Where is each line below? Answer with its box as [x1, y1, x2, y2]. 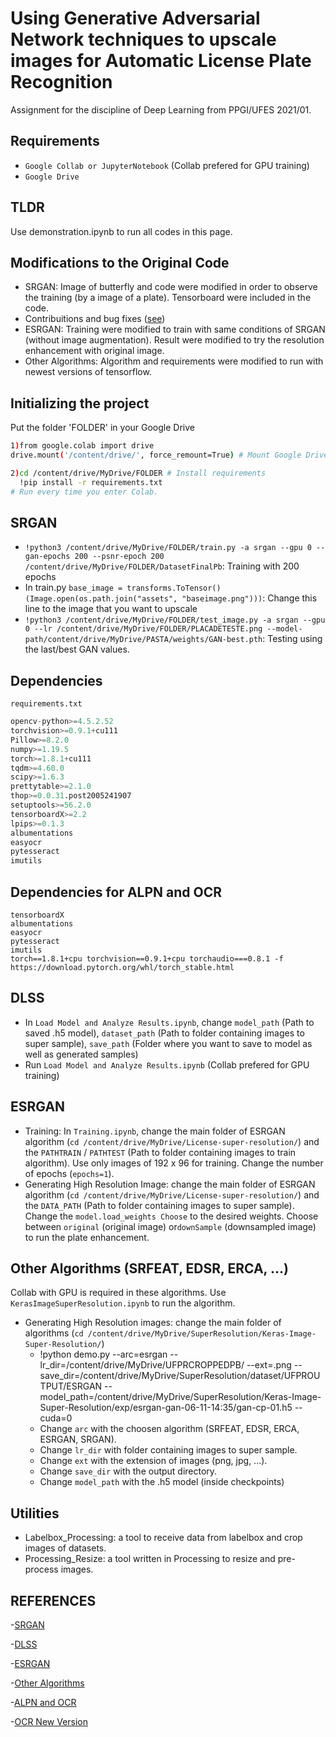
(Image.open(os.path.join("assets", [24, 594, 178, 604]
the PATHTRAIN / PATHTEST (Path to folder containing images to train [24, 1146, 297, 1158]
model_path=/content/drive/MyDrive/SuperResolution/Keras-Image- [39, 1391, 322, 1403]
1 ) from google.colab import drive [10, 441, 155, 451]
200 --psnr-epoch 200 [74, 552, 165, 562]
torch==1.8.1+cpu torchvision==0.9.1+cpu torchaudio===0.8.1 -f [10, 954, 284, 964]
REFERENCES [10, 1592, 97, 1609]
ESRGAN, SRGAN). [39, 1433, 117, 1446]
